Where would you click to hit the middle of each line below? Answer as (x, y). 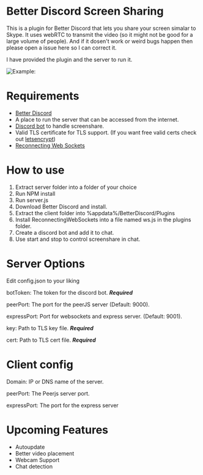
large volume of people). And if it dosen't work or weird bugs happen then (100, 41)
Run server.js (32, 200)
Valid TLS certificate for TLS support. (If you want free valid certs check (106, 132)
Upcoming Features (57, 430)
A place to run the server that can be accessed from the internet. (97, 119)
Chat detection (34, 466)
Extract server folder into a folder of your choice (76, 187)
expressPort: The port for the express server (63, 405)
